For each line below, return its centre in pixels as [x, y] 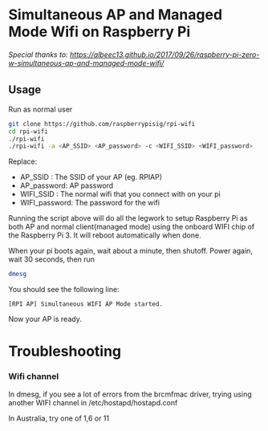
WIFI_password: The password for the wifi [90, 203]
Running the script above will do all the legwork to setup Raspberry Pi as [128, 218]
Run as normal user [41, 109]
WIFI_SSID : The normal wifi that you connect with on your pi [120, 194]
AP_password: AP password [67, 185]
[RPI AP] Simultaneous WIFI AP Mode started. [85, 304]
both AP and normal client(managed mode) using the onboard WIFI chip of [132, 227]
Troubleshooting [65, 352]
